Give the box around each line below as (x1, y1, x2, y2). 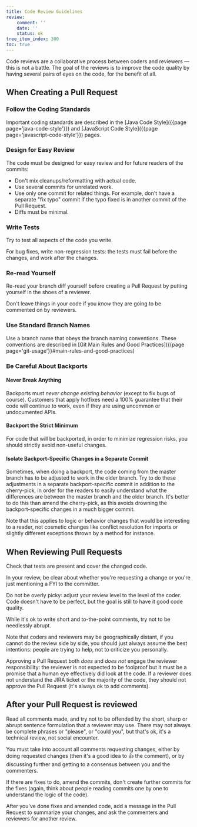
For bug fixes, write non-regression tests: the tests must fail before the (6, 248, 178, 255)
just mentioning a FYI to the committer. (6, 580, 100, 588)
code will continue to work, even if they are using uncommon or (6, 402, 161, 409)
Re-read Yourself (6, 269, 56, 278)
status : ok (16, 31, 44, 37)
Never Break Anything (6, 376, 62, 384)
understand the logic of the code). (6, 791, 89, 798)
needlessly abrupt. (6, 622, 51, 629)
